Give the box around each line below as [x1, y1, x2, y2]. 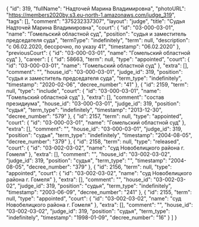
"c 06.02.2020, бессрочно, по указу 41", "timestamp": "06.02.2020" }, [6, 43, 181, 50]
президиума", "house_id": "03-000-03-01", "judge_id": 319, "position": [6, 100, 181, 107]
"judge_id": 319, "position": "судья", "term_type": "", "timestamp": [6, 157, 168, 164]
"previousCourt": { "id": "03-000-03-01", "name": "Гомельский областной [6, 49, 191, 56]
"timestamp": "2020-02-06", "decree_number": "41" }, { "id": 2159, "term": [6, 81, 189, 88]
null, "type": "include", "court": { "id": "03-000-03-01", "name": [6, 88, 162, 94]
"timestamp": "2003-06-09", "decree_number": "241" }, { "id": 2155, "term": [6, 189, 192, 195]
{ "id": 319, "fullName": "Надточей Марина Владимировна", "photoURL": [6, 5, 186, 12]
